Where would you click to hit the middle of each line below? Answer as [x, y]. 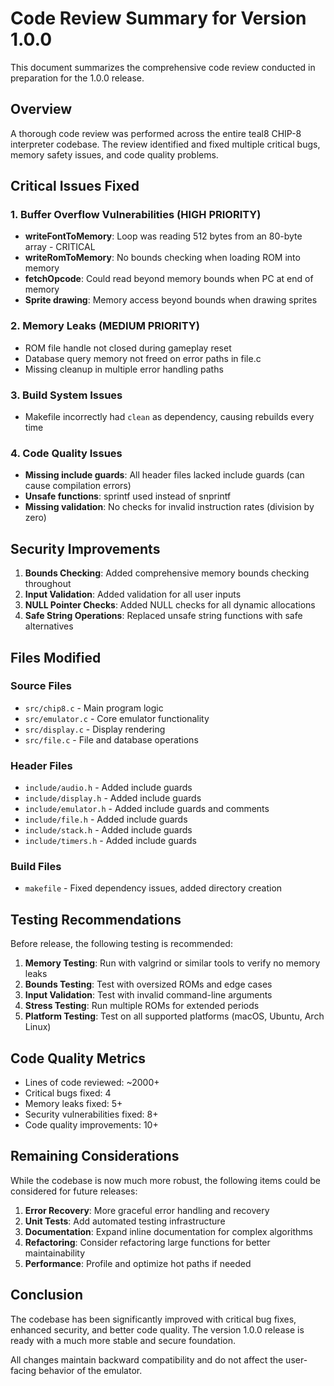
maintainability [55, 1253]
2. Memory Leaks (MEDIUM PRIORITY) [105, 326]
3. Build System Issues [66, 395]
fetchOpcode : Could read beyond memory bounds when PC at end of [169, 279]
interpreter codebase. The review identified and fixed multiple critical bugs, [165, 144]
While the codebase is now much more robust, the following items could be [165, 1180]
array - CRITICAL [60, 247]
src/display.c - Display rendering [95, 729]
